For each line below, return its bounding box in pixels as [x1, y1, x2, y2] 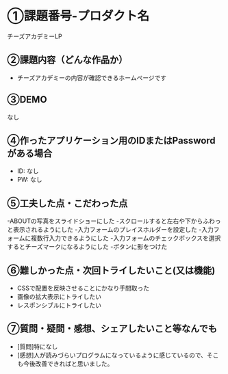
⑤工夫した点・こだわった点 [7, 198, 128, 209]
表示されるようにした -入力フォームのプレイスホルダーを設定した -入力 [12, 226, 214, 234]
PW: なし [16, 176, 42, 184]
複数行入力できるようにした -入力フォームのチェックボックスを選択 [30, 234, 221, 242]
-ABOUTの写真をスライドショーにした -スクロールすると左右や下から [7, 217, 203, 225]
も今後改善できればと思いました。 [16, 359, 114, 368]
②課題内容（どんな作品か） [7, 54, 128, 66]
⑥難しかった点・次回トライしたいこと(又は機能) [7, 265, 216, 276]
